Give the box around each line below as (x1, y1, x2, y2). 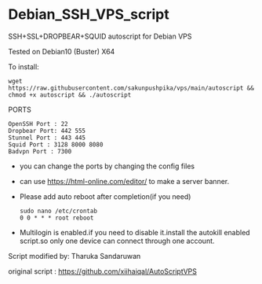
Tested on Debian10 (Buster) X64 (8, 46, 115, 56)
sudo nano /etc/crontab (19, 207, 98, 215)
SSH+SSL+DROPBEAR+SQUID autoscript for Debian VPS (8, 31, 192, 41)
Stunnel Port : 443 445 (8, 134, 86, 142)
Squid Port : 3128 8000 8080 (8, 140, 104, 149)
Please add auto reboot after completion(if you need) (19, 191, 191, 201)
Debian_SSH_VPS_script (8, 6, 170, 24)
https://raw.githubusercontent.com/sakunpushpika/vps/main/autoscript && (8, 84, 255, 92)
